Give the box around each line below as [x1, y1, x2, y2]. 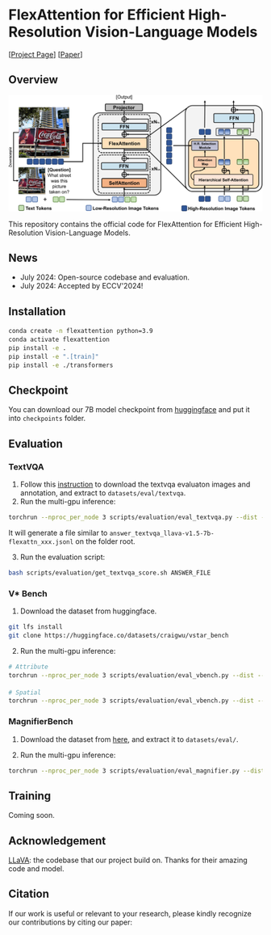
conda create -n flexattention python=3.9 [8, 327, 153, 335]
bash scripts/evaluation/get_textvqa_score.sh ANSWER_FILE [8, 568, 211, 577]
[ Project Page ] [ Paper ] [8, 49, 83, 59]
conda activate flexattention [8, 335, 110, 344]
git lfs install [8, 623, 63, 631]
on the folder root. [75, 536, 135, 546]
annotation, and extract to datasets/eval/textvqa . [19, 488, 186, 498]
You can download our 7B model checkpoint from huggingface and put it [8, 405, 250, 415]
